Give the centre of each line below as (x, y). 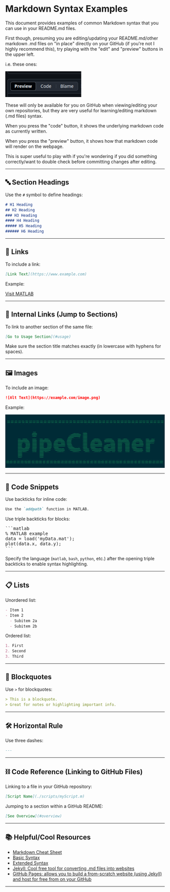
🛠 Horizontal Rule (34, 726)
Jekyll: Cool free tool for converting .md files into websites (73, 868)
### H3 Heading (21, 215)
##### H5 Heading (24, 226)
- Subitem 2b (24, 626)
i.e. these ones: (21, 64)
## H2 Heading (20, 210)
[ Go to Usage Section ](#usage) (38, 337)
